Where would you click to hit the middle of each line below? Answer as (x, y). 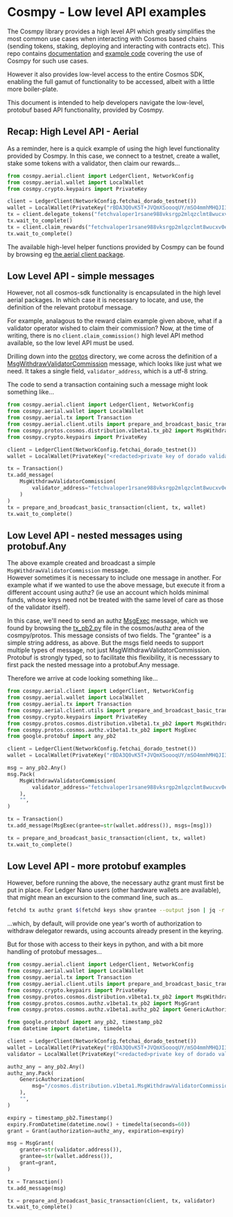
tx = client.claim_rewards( (48, 227)
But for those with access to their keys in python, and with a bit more (105, 944)
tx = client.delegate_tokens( (51, 215)
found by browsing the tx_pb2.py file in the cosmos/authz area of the (106, 628)
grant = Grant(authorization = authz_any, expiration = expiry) (96, 1131)
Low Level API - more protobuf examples (97, 866)
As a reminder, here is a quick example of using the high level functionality (113, 148)
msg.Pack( (21, 774)
